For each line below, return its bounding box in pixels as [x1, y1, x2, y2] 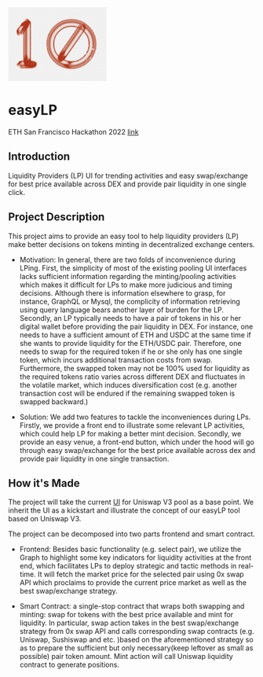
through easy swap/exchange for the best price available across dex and [19, 445, 256, 454]
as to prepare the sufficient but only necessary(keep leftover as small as [19, 643, 254, 653]
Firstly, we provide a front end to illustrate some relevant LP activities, [19, 420, 245, 430]
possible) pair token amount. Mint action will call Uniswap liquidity [19, 652, 233, 661]
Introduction [8, 150, 71, 164]
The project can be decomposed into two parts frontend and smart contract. [8, 529, 255, 539]
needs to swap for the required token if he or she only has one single [19, 347, 243, 356]
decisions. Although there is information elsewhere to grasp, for [19, 288, 226, 297]
